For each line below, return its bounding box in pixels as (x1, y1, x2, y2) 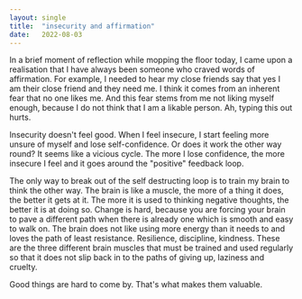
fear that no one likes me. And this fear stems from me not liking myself (9, 93, 275, 104)
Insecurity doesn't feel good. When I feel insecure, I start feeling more (9, 130, 270, 140)
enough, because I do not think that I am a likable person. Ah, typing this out (9, 103, 293, 113)
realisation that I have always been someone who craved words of (9, 64, 255, 75)
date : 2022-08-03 (9, 30, 83, 39)
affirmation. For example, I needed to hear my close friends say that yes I (9, 74, 281, 85)
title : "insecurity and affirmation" (9, 22, 155, 31)
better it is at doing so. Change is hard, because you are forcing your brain (9, 204, 286, 215)
